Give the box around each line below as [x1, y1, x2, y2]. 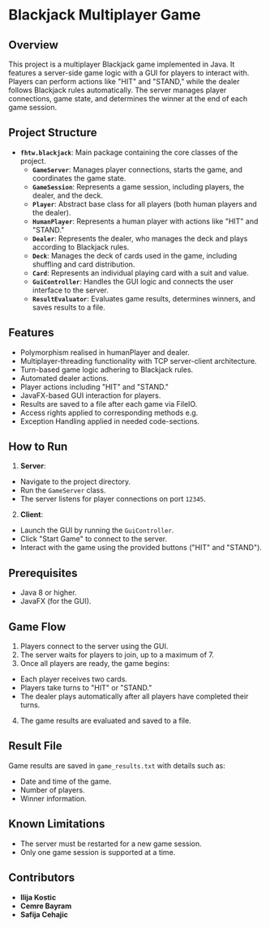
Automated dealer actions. [19, 373, 109, 382]
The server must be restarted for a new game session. [19, 839, 203, 848]
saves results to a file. [32, 302, 105, 312]
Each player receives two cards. [19, 674, 128, 684]
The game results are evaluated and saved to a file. [19, 716, 192, 726]
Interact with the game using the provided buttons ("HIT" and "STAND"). [19, 543, 262, 553]
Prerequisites [8, 566, 78, 580]
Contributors [8, 871, 75, 885]
